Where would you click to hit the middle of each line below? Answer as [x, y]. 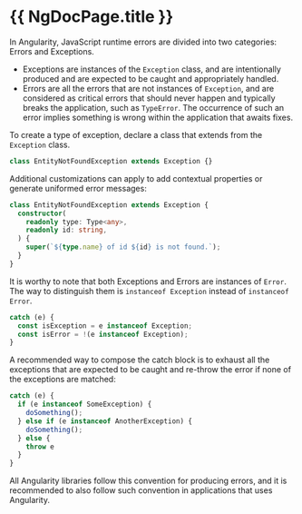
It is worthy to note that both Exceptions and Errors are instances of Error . [148, 281]
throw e [40, 447]
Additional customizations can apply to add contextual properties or [136, 178]
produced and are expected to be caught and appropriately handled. [151, 78]
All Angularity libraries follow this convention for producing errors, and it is [148, 481]
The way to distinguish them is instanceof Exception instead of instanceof [149, 291]
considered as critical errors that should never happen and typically [149, 98]
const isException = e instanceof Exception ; [105, 326]
